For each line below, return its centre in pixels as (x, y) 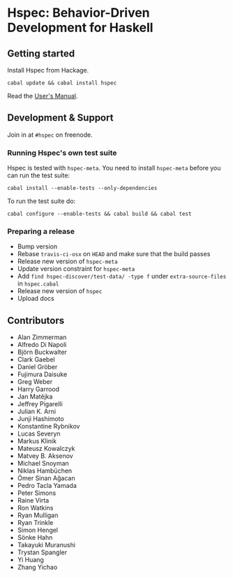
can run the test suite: (39, 175)
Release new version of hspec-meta (67, 261)
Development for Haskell (80, 28)
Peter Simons (37, 493)
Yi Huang (30, 560)
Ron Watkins (35, 508)
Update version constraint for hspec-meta (76, 269)
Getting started (41, 53)
